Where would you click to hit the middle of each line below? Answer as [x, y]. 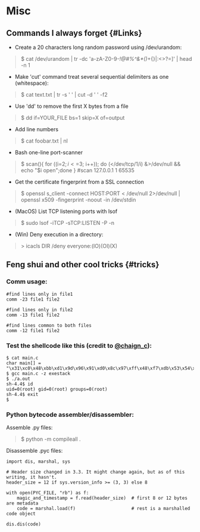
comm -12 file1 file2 [33, 330]
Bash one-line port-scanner [49, 152]
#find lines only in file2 [40, 310]
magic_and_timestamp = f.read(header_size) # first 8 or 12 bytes [102, 498]
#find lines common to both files [49, 325]
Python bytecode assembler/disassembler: [70, 415]
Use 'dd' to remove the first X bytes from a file [72, 106]
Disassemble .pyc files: [35, 451]
